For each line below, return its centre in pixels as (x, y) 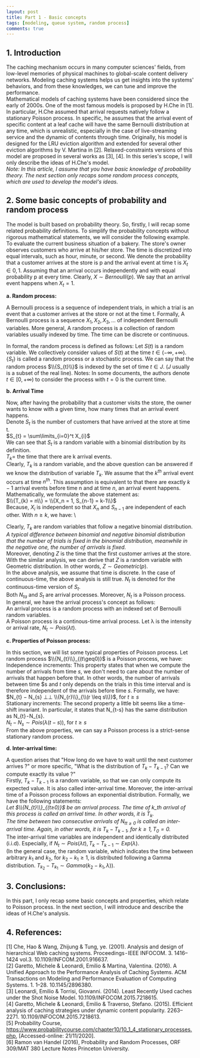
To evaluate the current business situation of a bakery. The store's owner (96, 243)
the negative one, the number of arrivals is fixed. (66, 547)
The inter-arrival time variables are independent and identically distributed (98, 837)
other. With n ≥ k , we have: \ (41, 515)
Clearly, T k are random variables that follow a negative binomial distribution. (99, 527)
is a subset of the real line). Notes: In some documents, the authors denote (98, 373)
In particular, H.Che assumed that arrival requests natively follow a (88, 112)
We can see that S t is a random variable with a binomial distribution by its (96, 443)
